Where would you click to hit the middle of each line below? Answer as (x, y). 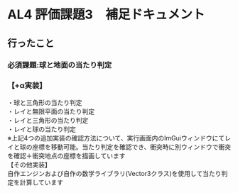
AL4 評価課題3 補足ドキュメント (106, 15)
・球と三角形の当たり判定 (45, 102)
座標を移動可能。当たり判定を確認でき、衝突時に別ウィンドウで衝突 (131, 147)
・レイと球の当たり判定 (42, 129)
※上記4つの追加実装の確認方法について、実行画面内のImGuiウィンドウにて (116, 138)
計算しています (42, 182)
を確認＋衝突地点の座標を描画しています (66, 155)
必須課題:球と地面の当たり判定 (60, 65)
